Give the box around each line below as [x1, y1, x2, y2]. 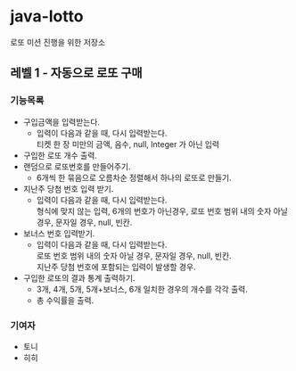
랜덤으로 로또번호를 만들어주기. [22, 161, 132, 171]
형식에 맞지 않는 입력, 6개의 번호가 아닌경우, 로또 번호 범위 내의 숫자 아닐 [36, 205, 288, 216]
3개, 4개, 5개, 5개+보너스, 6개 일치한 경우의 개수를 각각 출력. [36, 284, 248, 294]
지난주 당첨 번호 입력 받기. [22, 183, 114, 194]
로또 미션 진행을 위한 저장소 [10, 37, 106, 47]
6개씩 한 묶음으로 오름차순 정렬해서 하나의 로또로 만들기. [36, 172, 232, 183]
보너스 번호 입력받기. [22, 227, 95, 238]
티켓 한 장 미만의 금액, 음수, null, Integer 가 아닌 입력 [36, 138, 220, 149]
